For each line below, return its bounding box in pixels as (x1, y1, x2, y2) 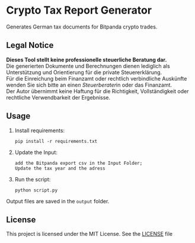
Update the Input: (14, 149, 58, 156)
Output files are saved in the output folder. (6, 197, 110, 204)
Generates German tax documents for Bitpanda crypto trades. (6, 23, 158, 30)
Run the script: (14, 175, 51, 183)
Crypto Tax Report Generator (6, 4, 152, 17)
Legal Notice (6, 40, 54, 50)
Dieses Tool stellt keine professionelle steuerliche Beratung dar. (6, 56, 167, 63)
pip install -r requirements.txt (14, 138, 98, 144)
